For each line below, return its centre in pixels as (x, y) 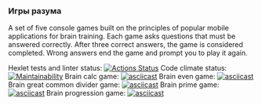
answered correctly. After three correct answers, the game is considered (126, 45)
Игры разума (35, 11)
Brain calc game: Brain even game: (140, 77)
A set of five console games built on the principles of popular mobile (118, 28)
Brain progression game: (86, 93)
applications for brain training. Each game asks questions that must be (122, 36)
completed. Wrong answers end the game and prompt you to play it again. (128, 53)
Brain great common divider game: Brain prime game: (114, 85)
